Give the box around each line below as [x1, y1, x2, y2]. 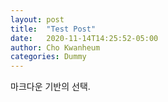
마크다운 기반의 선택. [10, 81, 91, 93]
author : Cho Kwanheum [10, 42, 101, 53]
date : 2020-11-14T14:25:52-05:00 [10, 33, 159, 43]
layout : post [10, 14, 65, 25]
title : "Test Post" [10, 24, 97, 34]
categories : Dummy [10, 52, 87, 62]
